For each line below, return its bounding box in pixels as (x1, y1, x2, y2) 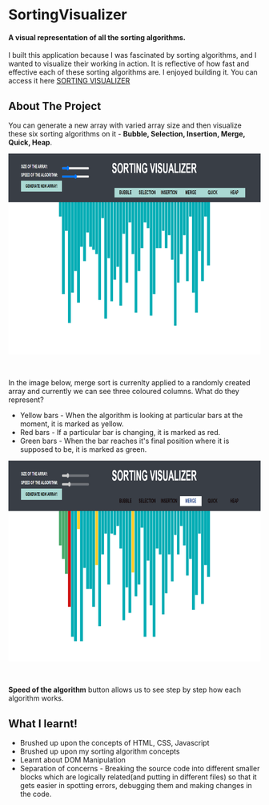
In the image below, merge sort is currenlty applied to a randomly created (8, 378, 251, 388)
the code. (19, 789, 52, 799)
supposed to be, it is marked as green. (19, 445, 147, 454)
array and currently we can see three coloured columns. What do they (8, 387, 240, 396)
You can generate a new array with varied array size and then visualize (8, 120, 242, 130)
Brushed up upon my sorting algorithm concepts (19, 746, 180, 756)
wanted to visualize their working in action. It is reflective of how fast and (8, 59, 250, 69)
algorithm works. (8, 693, 64, 703)
